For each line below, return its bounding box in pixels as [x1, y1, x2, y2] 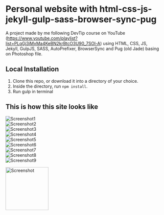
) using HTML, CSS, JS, [100, 40, 148, 46]
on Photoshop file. [5, 50, 43, 57]
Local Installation [5, 65, 59, 73]
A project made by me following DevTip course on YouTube [5, 30, 125, 36]
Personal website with [5, 3, 98, 15]
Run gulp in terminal [12, 88, 53, 94]
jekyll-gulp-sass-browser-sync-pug [5, 14, 157, 25]
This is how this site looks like [5, 103, 98, 111]
